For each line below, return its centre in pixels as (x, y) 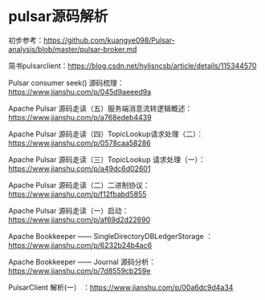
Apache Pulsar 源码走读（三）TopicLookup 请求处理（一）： (107, 159)
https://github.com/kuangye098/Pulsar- (109, 40)
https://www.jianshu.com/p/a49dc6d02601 (79, 168)
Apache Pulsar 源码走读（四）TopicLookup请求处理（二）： (106, 134)
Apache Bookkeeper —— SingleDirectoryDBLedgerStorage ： (111, 236)
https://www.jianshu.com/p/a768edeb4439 (80, 117)
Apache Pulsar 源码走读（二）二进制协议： (79, 184)
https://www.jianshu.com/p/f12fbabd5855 (77, 194)
